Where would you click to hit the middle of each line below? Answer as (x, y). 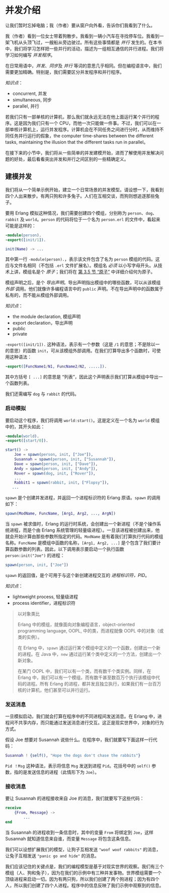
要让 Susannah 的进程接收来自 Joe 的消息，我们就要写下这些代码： (75, 799)
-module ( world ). (22, 436)
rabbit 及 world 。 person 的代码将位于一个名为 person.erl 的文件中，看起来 (83, 219)
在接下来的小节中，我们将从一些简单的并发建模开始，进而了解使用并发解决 (82, 152)
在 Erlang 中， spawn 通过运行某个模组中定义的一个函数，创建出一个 (87, 648)
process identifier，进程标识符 (44, 603)
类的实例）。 (30, 637)
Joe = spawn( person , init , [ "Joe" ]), (54, 455)
